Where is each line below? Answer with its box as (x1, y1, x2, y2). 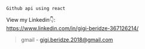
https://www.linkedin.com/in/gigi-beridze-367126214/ (6, 25, 139, 32)
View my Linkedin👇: (6, 17, 56, 23)
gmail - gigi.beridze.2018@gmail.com (20, 36, 113, 43)
